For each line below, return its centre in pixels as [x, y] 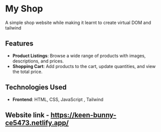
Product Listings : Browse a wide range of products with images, [79, 55]
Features [19, 44]
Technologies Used [36, 87]
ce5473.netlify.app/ [37, 123]
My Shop [24, 9]
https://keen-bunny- [83, 115]
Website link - [27, 115]
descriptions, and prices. [38, 61]
